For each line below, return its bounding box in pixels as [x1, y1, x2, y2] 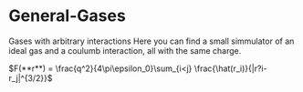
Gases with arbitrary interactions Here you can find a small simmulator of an [8, 36, 295, 46]
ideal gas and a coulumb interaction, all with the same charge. [8, 45, 242, 56]
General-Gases [8, 5, 127, 26]
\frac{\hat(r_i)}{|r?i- [193, 63, 267, 74]
